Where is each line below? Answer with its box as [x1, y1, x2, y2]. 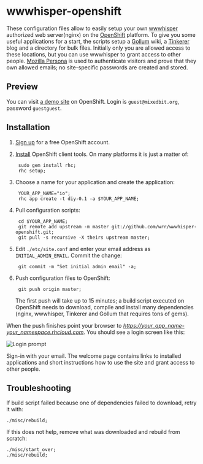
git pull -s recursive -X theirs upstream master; [18, 234, 150, 241]
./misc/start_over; [6, 447, 56, 453]
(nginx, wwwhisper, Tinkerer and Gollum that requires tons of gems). [15, 310, 189, 317]
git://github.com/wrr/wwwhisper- [111, 223, 197, 230]
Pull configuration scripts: [15, 206, 81, 214]
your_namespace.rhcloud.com [6, 328, 84, 336]
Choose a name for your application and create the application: [15, 178, 175, 185]
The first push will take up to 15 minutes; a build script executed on [15, 296, 185, 304]
